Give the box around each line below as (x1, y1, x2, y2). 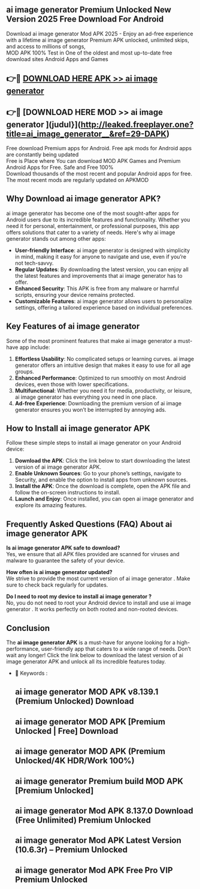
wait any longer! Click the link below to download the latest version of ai (6, 652, 184, 659)
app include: (19, 344, 50, 351)
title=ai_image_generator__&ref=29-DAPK (6, 129, 166, 139)
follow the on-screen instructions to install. (14, 489, 121, 496)
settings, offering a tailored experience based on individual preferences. (14, 304, 193, 311)
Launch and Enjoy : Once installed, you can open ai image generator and (14, 495, 194, 502)
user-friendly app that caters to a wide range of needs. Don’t (41, 645, 192, 653)
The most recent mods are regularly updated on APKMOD (6, 177, 149, 184)
